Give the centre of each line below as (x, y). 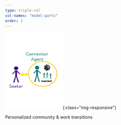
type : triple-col (23, 10)
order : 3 (14, 21)
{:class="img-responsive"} (90, 108)
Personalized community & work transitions (49, 117)
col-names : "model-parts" (31, 16)
